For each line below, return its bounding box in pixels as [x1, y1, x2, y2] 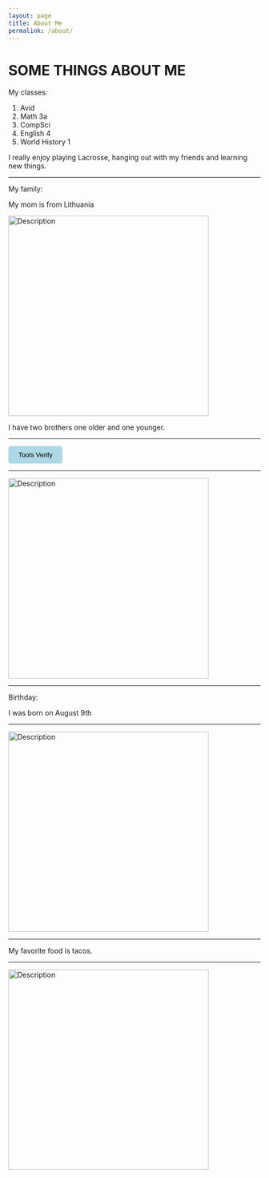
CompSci [19, 120, 50, 130]
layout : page [8, 11, 52, 20]
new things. [8, 161, 47, 171]
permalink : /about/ [8, 26, 74, 34]
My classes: [8, 87, 48, 97]
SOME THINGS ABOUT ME [8, 61, 187, 79]
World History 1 [19, 137, 70, 147]
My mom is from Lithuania [8, 200, 94, 209]
